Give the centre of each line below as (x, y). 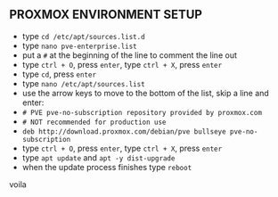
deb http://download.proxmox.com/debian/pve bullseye (124, 131)
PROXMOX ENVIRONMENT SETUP (106, 15)
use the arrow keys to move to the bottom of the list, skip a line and (145, 93)
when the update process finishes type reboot (107, 167)
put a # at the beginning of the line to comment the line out (130, 55)
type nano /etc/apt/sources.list (83, 83)
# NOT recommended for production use (94, 122)
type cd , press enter (59, 74)
